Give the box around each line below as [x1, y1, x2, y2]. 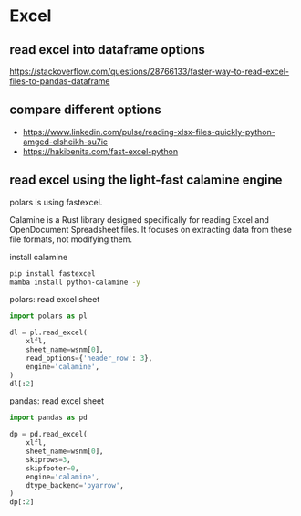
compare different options [9, 102, 161, 118]
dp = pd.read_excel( [9, 430, 88, 439]
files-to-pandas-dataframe [9, 76, 111, 87]
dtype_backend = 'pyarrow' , [26, 480, 125, 490]
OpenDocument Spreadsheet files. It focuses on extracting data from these [9, 224, 292, 235]
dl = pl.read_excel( [9, 328, 88, 338]
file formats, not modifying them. [9, 234, 133, 245]
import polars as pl [9, 311, 88, 321]
